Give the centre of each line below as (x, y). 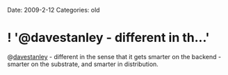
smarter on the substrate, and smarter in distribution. (83, 64)
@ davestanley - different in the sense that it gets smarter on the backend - (114, 56)
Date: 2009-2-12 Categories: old (54, 10)
